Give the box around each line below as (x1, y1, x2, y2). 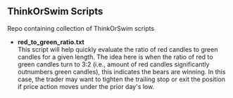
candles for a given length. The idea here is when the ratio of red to (17, 52, 213, 61)
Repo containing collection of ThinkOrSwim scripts (7, 24, 155, 32)
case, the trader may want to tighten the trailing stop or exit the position (17, 75, 225, 83)
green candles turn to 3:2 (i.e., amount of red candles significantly (17, 59, 210, 69)
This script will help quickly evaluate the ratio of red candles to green (17, 45, 218, 53)
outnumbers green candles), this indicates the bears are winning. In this (17, 67, 226, 76)
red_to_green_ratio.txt (17, 38, 84, 46)
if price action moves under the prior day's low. (17, 82, 155, 90)
